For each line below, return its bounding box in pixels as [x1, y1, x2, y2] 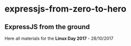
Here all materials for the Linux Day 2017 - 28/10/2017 [4, 35, 113, 41]
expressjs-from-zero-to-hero [4, 3, 127, 15]
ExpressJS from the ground [4, 23, 90, 31]
